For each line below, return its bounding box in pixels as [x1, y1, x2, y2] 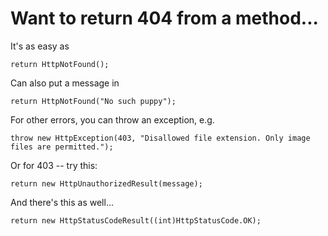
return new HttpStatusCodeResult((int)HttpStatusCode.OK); [10, 215, 262, 226]
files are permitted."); [10, 142, 114, 152]
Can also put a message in [10, 77, 120, 89]
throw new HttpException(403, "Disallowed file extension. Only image [10, 133, 311, 143]
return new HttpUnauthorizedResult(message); [10, 178, 203, 189]
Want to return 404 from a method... [10, 7, 319, 30]
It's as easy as [10, 40, 70, 52]
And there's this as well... [10, 196, 114, 208]
